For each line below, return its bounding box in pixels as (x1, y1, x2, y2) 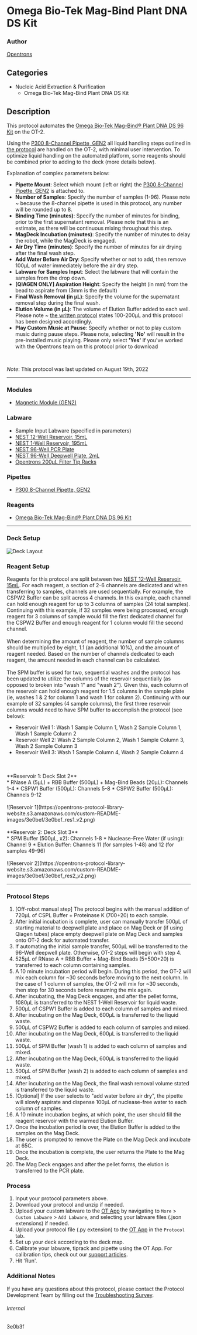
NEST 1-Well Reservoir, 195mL (15, 440, 88, 447)
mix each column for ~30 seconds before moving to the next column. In (15, 974, 188, 981)
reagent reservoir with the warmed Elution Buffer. (15, 1118, 134, 1125)
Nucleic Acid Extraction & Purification (15, 83, 106, 90)
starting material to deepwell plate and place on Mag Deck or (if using (15, 924, 184, 931)
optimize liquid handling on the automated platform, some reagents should (6, 152, 186, 159)
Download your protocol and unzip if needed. (15, 1201, 125, 1208)
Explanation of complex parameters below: (6, 170, 110, 177)
